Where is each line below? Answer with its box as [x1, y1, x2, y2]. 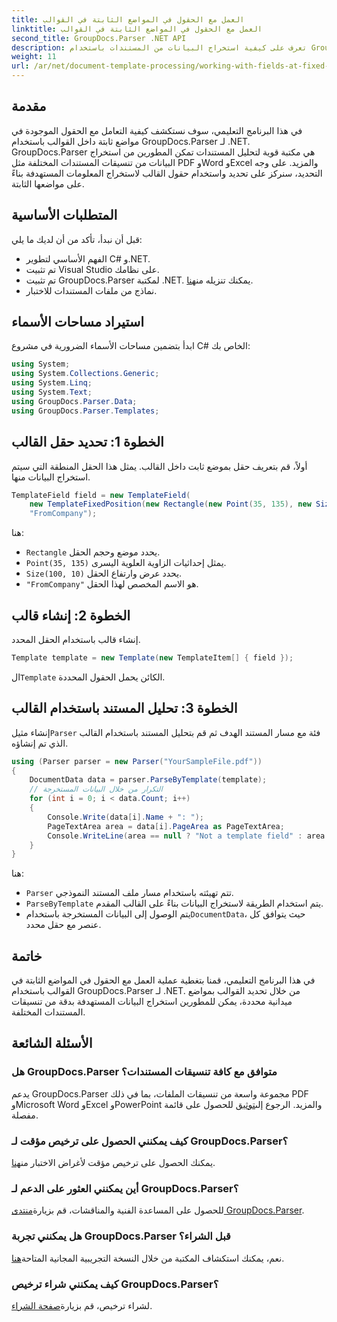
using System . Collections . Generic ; [11, 369, 160, 379]
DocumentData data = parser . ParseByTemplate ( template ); [29, 775, 268, 785]
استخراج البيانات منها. [11, 471, 91, 483]
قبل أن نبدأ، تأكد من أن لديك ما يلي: [11, 233, 143, 245]
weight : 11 [11, 52, 57, 62]
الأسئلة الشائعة [11, 1035, 93, 1052]
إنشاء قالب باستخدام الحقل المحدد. [11, 633, 141, 645]
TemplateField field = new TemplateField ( [11, 490, 191, 500]
